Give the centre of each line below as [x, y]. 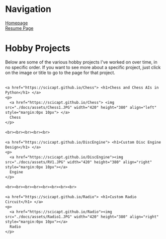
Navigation [28, 9]
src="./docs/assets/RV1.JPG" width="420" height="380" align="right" [79, 162]
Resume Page [19, 28]
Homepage [17, 23]
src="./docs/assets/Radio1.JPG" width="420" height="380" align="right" [82, 217]
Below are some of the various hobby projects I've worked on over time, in [81, 62]
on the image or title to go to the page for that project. [60, 73]
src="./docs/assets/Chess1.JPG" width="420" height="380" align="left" [81, 107]
